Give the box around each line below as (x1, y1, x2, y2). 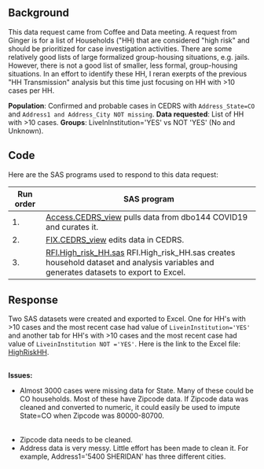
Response (8, 294, 59, 307)
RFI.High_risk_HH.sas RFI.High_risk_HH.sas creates (46, 247, 236, 258)
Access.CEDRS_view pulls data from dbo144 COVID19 (46, 212, 248, 223)
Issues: (8, 370, 33, 380)
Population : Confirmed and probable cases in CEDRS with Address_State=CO (8, 101, 255, 110)
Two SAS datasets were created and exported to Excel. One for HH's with (8, 314, 246, 323)
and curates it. (46, 221, 99, 232)
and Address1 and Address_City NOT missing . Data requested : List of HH (8, 109, 244, 119)
